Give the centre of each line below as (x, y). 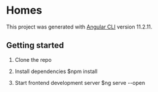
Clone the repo (33, 59)
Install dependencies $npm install (56, 71)
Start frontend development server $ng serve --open (80, 83)
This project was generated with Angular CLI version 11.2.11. (79, 27)
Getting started (35, 45)
